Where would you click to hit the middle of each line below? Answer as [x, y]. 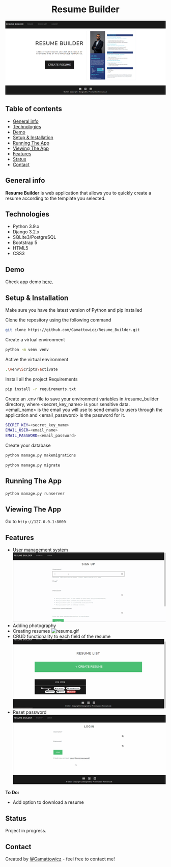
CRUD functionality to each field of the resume [62, 636]
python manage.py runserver [35, 493]
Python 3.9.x [26, 226]
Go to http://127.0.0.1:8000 [36, 522]
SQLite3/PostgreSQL [34, 237]
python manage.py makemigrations [41, 455]
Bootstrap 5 [25, 242]
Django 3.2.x [26, 232]
